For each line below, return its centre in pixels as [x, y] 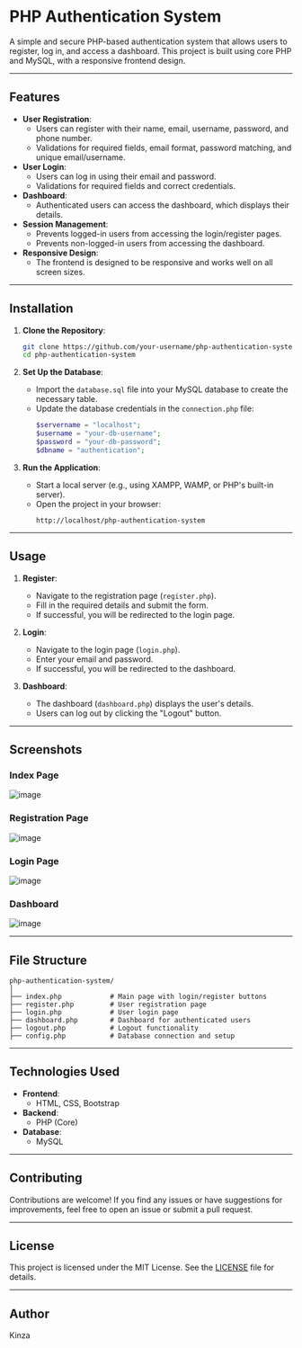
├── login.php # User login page [94, 1013]
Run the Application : [61, 467]
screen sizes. [60, 272]
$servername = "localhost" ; [88, 425]
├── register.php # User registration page [108, 1004]
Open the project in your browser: [98, 504]
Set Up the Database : [62, 372]
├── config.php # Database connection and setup [122, 1036]
